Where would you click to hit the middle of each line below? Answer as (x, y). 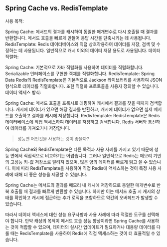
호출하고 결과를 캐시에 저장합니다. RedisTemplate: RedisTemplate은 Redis (87, 115)
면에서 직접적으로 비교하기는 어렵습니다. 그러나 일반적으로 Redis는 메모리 (81, 155)
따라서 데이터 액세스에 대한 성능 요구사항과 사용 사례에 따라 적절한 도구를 (76, 214)
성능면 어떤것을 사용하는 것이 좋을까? (53, 139)
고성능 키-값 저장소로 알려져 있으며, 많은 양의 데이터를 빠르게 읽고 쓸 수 (79, 162)
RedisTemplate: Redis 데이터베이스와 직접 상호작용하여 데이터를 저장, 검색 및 (80, 44)
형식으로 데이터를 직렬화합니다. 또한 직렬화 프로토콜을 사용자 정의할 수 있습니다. (82, 86)
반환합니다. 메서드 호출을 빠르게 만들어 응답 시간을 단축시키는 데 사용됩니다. (78, 38)
